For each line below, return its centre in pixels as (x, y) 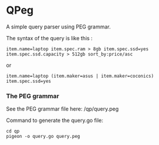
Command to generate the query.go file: (55, 120)
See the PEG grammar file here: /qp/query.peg (62, 109)
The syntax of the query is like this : (49, 38)
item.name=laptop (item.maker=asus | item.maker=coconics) (80, 76)
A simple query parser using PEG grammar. (58, 27)
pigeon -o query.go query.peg (43, 137)
